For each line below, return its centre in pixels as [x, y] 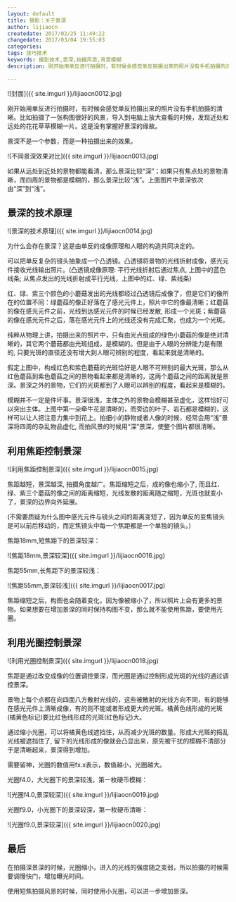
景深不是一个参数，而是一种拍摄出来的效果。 [72, 141]
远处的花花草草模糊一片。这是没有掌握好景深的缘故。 [84, 126]
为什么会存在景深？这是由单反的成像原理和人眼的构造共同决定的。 [103, 246]
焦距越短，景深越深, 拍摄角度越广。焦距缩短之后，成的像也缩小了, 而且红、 [115, 484]
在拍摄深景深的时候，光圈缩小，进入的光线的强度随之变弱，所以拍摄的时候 [115, 867]
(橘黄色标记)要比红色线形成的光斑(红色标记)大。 [77, 717]
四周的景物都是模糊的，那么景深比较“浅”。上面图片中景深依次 [114, 180]
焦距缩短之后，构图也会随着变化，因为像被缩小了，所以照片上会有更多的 [112, 600]
